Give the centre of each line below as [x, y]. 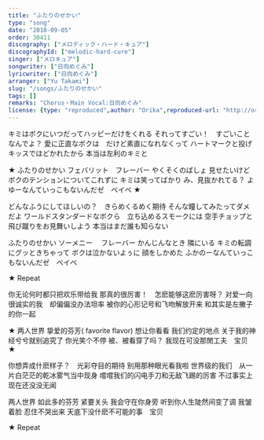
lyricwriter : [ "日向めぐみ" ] [53, 74]
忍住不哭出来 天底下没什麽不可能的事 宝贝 [93, 412]
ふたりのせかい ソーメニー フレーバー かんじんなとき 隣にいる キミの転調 [130, 243]
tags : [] [22, 96]
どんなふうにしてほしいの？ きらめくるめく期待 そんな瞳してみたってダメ [129, 206]
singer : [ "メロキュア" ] [44, 60]
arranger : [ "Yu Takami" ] [49, 81]
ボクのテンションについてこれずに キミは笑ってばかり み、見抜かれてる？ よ [131, 180]
